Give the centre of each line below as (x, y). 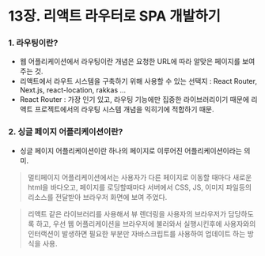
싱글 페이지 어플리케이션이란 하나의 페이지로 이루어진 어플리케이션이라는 (131, 150)
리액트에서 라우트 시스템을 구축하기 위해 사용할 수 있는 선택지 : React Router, (138, 81)
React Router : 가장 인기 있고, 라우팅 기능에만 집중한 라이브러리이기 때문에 (134, 100)
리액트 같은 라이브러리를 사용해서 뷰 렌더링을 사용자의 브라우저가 (127, 213)
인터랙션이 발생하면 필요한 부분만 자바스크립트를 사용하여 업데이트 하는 (136, 233)
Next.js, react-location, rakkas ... (73, 90)
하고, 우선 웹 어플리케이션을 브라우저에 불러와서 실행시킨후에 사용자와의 (146, 224)
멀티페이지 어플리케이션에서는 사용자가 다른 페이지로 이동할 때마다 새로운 (140, 177)
